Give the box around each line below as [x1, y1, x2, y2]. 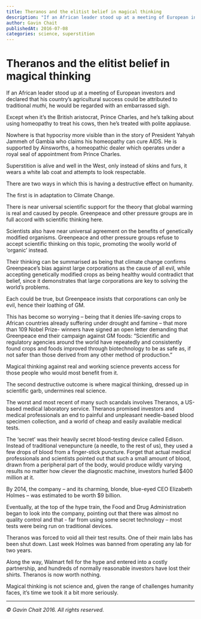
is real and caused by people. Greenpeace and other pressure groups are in [6, 210, 193, 217]
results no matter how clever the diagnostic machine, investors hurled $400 [6, 468, 193, 475]
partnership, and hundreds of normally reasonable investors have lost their [6, 565, 190, 572]
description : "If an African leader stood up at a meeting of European [6, 14, 188, 20]
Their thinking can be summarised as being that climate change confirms [6, 258, 187, 266]
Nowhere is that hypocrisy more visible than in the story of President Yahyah [6, 132, 195, 139]
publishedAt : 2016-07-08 [6, 25, 68, 32]
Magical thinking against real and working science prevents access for [6, 363, 180, 370]
